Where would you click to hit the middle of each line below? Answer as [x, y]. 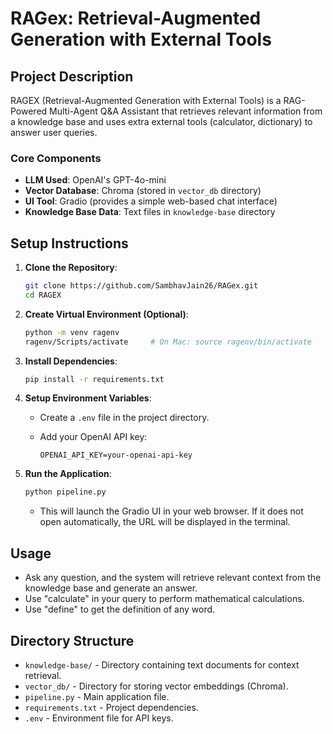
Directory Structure [72, 640]
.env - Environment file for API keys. [99, 718]
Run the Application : [68, 474]
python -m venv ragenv [72, 332]
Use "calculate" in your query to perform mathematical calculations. [164, 599]
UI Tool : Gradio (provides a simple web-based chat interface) [151, 201]
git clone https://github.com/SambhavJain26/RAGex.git [141, 286]
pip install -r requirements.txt [94, 379]
